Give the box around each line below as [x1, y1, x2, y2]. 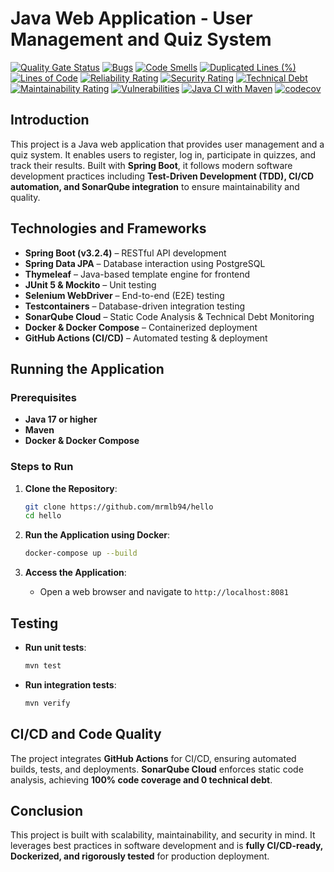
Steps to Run [10, 460, 74, 474]
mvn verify [24, 698, 71, 708]
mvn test [24, 660, 62, 671]
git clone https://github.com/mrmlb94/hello [24, 502, 214, 512]
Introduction [10, 112, 90, 129]
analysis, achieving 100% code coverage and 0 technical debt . [10, 773, 273, 786]
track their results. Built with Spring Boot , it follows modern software [10, 159, 293, 171]
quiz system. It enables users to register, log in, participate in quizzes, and [10, 148, 317, 161]
